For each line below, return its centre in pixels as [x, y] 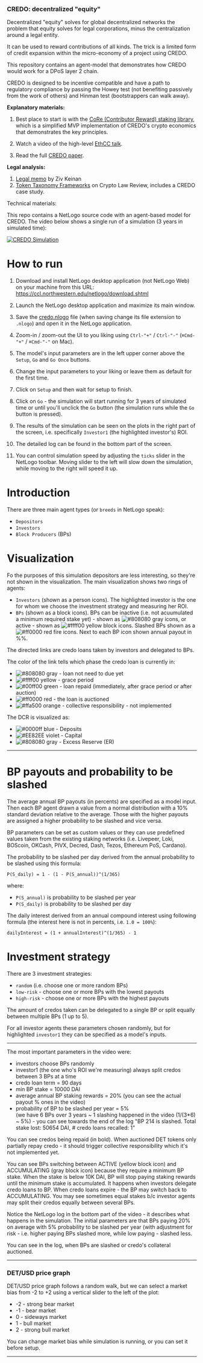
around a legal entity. [33, 35]
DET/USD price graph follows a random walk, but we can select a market [97, 1286]
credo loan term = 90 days [48, 1083]
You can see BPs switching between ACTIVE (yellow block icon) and [92, 1164]
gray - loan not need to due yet [85, 674]
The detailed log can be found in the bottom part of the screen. [94, 444]
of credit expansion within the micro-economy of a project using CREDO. [97, 53]
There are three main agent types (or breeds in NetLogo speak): [86, 510]
